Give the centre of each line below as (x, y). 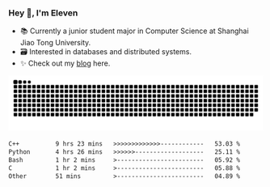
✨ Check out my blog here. (65, 63)
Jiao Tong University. (55, 43)
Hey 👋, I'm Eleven (43, 13)
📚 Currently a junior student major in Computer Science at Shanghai (134, 31)
